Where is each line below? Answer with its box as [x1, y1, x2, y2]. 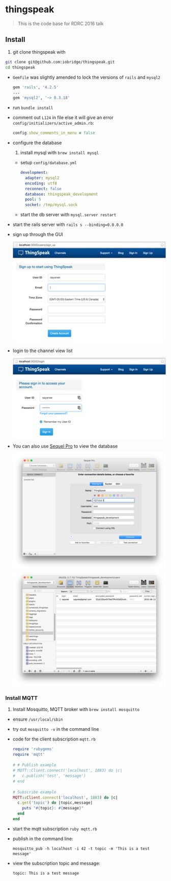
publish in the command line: [12, 836, 73, 842]
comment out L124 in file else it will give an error [12, 114, 113, 121]
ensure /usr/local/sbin [12, 716, 63, 722]
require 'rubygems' [12, 746, 54, 752]
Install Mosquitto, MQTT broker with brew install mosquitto [12, 706, 140, 712]
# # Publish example [12, 762, 56, 768]
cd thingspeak [5, 65, 36, 70]
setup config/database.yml [20, 159, 77, 166]
